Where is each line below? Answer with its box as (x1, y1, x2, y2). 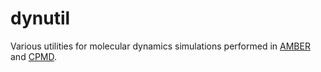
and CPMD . (10, 50, 58, 62)
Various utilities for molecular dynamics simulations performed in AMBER (10, 40, 311, 52)
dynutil (10, 7, 71, 30)
